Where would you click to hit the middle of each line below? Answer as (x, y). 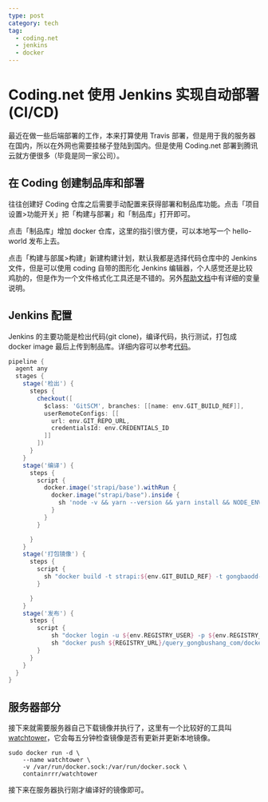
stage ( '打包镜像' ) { (54, 554)
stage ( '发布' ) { (48, 613)
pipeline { (26, 361)
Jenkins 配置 (40, 315)
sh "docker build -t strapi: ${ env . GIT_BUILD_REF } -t (133, 577)
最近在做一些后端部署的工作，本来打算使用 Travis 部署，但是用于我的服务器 (132, 135)
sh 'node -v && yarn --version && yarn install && (144, 503)
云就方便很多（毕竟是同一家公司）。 (66, 155)
